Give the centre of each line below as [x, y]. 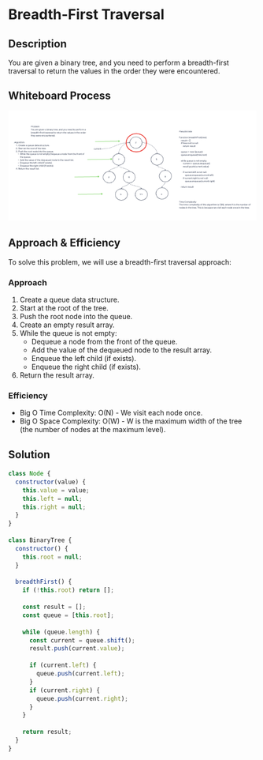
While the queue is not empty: [68, 333]
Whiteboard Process [60, 96]
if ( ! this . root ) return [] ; [68, 590]
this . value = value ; [56, 490]
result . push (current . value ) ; [77, 649]
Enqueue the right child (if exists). [86, 367]
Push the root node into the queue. [76, 316]
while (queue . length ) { [61, 632]
